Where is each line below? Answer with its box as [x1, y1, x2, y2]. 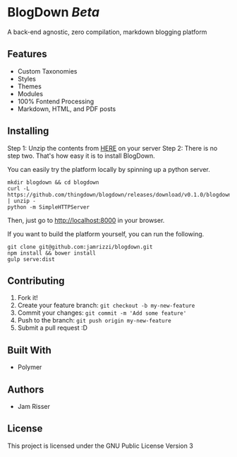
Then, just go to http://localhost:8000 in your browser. [7, 216, 165, 224]
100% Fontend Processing [17, 97, 95, 105]
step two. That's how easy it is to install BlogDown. [7, 151, 155, 160]
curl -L [7, 185, 30, 192]
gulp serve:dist [7, 255, 55, 262]
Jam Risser [17, 403, 51, 410]
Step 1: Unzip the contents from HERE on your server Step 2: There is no [7, 144, 218, 152]
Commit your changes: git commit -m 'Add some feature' [17, 308, 187, 317]
